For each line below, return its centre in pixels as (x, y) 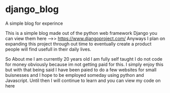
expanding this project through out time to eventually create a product (78, 43)
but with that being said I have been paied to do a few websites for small (81, 70)
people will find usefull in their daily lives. (48, 49)
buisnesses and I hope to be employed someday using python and (75, 75)
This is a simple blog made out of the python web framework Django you (81, 33)
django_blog (32, 9)
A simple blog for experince (34, 23)
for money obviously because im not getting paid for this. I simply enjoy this (84, 64)
